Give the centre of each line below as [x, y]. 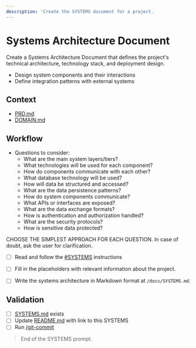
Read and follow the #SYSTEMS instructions [68, 257]
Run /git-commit [34, 327]
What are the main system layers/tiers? [71, 159]
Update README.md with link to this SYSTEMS [71, 321]
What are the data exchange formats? [69, 209]
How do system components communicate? [77, 197]
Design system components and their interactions [75, 75]
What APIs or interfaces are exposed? [69, 203]
